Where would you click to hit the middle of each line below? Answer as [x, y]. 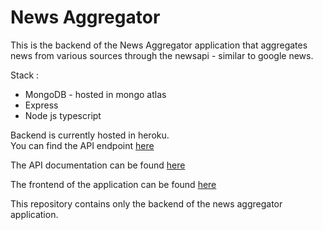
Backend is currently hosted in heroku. [90, 135]
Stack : [25, 75]
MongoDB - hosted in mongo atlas [95, 94]
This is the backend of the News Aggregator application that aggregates [159, 45]
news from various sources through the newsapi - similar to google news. [162, 55]
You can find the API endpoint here [82, 145]
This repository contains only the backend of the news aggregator [146, 203]
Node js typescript [63, 115]
